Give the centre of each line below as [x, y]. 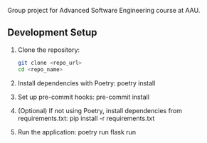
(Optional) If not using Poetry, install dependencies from [100, 110]
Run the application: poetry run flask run [77, 132]
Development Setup [52, 32]
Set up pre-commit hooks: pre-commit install [83, 97]
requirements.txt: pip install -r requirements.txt [86, 118]
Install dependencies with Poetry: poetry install [86, 83]
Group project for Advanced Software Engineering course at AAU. [104, 10]
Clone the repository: [49, 50]
